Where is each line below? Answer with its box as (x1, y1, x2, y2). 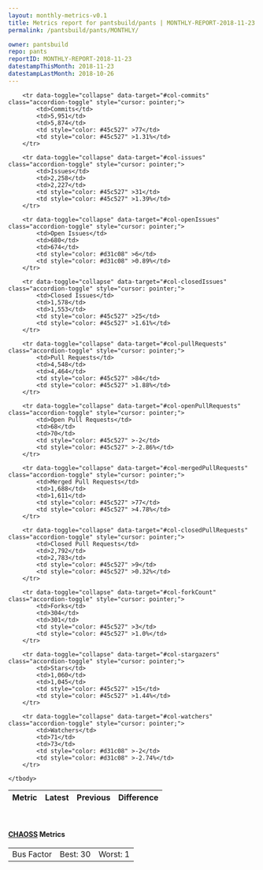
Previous (76, 792, 111, 803)
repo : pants (8, 48, 47, 56)
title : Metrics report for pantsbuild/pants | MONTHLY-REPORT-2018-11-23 (8, 19, 256, 27)
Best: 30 (59, 849, 91, 860)
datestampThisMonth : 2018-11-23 (8, 62, 114, 71)
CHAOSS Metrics (8, 830, 65, 839)
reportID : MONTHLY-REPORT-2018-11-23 (8, 55, 132, 63)
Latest (44, 792, 69, 803)
